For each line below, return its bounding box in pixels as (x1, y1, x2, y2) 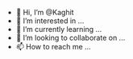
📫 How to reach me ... (15, 42, 91, 51)
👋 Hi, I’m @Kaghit (15, 8, 74, 17)
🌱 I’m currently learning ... (15, 25, 102, 33)
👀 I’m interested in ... (15, 16, 85, 26)
